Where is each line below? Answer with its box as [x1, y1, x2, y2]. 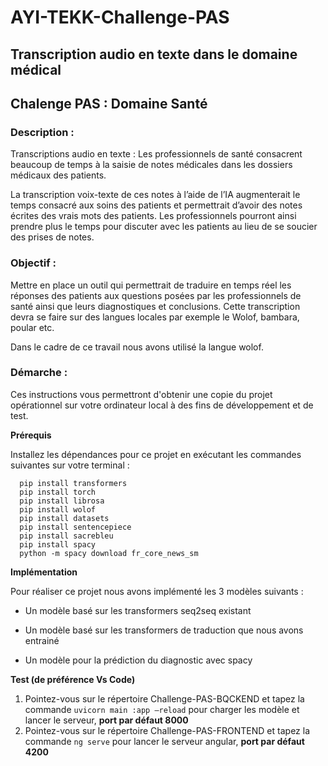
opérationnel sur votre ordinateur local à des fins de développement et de [10, 399, 314, 411]
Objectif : [10, 256, 57, 270]
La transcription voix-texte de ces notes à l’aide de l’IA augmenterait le [10, 189, 301, 201]
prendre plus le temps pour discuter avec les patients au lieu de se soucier [10, 221, 318, 233]
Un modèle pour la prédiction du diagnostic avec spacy [24, 654, 253, 666]
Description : [10, 125, 75, 139]
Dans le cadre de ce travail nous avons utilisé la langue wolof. [10, 341, 264, 353]
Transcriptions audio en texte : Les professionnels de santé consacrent [10, 148, 303, 160]
